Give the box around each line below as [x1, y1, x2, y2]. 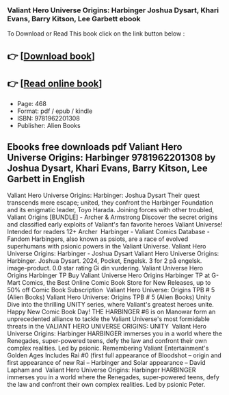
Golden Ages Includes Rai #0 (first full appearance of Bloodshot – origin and [7, 351, 222, 359]
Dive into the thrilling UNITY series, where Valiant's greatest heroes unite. [7, 301, 214, 309]
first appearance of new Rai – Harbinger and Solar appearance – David [7, 359, 206, 367]
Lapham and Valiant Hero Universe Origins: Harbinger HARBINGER [7, 366, 196, 374]
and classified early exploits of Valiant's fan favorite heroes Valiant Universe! [7, 220, 223, 229]
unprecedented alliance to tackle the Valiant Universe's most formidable [7, 315, 210, 323]
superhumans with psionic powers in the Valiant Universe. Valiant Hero [7, 242, 206, 251]
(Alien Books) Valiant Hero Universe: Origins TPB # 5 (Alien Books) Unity [7, 293, 211, 301]
